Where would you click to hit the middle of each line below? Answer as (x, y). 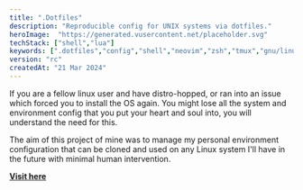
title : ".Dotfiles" (46, 18)
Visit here (28, 176)
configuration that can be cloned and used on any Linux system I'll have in (147, 149)
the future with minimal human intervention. (90, 158)
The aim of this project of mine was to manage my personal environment (144, 140)
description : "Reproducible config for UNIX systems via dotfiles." (141, 26)
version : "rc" (36, 59)
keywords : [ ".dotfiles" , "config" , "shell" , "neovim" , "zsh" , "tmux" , (135, 51)
